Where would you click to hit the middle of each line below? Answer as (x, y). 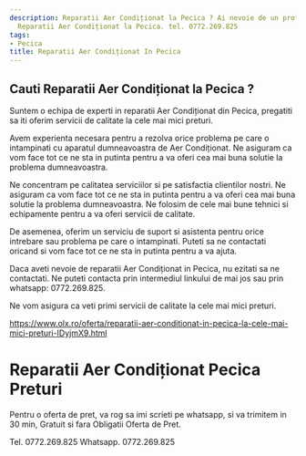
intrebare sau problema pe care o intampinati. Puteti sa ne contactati (138, 241)
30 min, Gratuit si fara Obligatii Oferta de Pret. (96, 424)
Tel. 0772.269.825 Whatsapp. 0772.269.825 (92, 441)
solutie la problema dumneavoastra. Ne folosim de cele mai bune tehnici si (149, 204)
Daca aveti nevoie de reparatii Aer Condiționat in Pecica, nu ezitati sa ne (145, 268)
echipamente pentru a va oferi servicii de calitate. (102, 213)
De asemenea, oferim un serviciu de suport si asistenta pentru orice (137, 231)
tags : (20, 35)
